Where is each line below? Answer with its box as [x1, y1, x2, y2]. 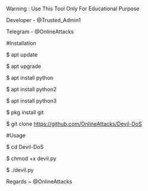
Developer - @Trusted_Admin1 [6, 17, 81, 23]
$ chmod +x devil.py [6, 155, 57, 162]
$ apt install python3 [6, 98, 57, 104]
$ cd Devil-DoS [6, 143, 44, 151]
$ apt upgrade [6, 62, 42, 70]
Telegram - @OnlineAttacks [6, 28, 74, 35]
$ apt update [6, 51, 38, 58]
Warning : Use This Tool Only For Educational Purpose [6, 5, 140, 12]
